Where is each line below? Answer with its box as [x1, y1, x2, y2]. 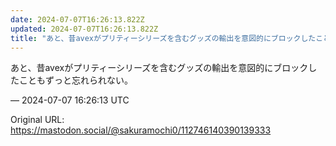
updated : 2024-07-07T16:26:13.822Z [10, 24, 159, 34]
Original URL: [10, 114, 65, 126]
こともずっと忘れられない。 [18, 74, 133, 86]
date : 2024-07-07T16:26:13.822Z [10, 14, 145, 25]
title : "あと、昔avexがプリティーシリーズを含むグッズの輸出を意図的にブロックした [10, 33, 317, 43]
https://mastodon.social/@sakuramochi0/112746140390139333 [10, 124, 272, 136]
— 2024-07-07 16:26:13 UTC [10, 94, 130, 106]
